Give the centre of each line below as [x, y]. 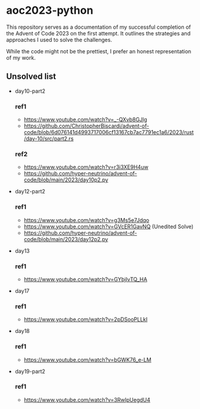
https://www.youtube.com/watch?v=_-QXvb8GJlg [86, 120]
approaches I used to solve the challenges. [59, 40]
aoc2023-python [50, 10]
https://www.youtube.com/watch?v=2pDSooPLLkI [86, 319]
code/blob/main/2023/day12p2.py [66, 239]
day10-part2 [30, 91]
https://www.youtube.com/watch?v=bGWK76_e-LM [87, 359]
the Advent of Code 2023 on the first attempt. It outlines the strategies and [98, 33]
